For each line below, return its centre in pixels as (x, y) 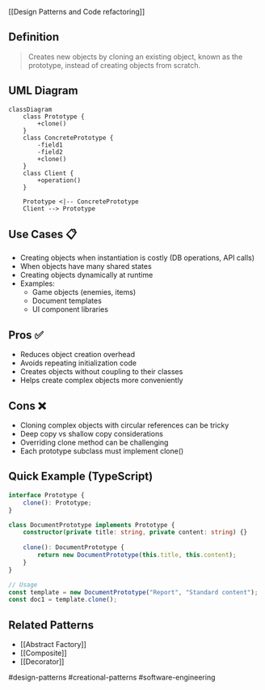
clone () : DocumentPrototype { (74, 547)
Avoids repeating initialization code (78, 363)
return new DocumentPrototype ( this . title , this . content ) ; (137, 555)
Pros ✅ (26, 335)
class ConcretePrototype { (68, 138)
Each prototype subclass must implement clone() (102, 451)
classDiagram (30, 109)
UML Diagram (43, 91)
